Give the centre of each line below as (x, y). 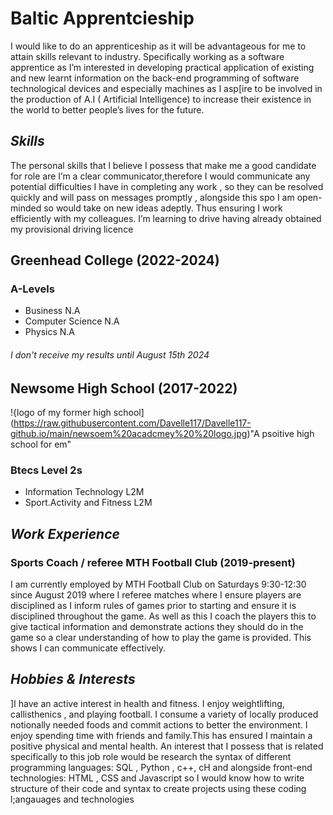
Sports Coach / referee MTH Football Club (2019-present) (153, 562)
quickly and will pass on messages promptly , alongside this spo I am (152, 197)
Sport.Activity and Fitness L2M (88, 503)
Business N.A (52, 311)
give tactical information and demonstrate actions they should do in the (157, 627)
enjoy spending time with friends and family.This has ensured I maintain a (161, 735)
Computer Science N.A (72, 321)
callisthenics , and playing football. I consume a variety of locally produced (164, 714)
